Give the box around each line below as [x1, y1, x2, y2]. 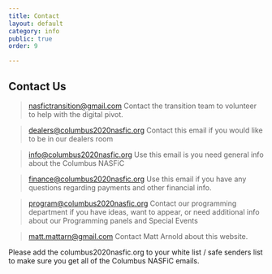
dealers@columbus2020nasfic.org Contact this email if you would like [28, 125, 263, 135]
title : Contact [8, 11, 60, 20]
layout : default [8, 20, 63, 28]
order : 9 [8, 42, 38, 50]
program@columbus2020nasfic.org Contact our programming [28, 198, 237, 208]
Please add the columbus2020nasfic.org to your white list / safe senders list [8, 247, 263, 257]
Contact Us [8, 79, 67, 94]
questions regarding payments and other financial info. [28, 182, 212, 192]
